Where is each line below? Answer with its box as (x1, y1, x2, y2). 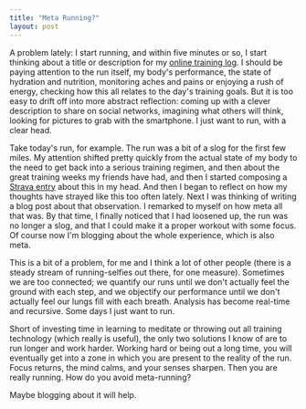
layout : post (9, 22, 59, 31)
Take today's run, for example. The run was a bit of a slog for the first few (9, 142, 287, 153)
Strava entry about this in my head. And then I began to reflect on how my (9, 181, 288, 192)
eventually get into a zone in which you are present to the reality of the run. (9, 352, 292, 363)
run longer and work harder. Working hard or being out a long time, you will (9, 342, 292, 353)
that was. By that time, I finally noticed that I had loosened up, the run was (9, 210, 289, 221)
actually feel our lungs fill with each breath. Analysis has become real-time (9, 296, 290, 307)
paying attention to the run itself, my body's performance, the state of (9, 66, 272, 78)
